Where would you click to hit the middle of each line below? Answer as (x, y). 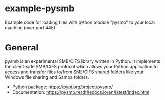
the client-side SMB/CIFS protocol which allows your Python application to (81, 66)
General (22, 48)
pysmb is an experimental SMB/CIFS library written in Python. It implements (83, 61)
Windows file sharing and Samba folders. (47, 77)
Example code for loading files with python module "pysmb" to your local (80, 22)
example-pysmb (40, 9)
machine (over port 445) (30, 27)
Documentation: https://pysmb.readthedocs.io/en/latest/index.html (81, 92)
